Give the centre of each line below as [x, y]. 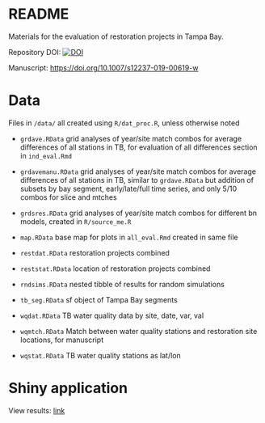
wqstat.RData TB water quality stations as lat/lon [101, 355]
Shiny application [68, 388]
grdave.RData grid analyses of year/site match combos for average [131, 138]
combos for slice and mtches [68, 197]
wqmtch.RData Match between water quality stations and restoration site [139, 331]
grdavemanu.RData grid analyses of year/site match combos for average [138, 171]
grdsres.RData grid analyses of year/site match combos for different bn [138, 213]
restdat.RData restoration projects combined [95, 252]
